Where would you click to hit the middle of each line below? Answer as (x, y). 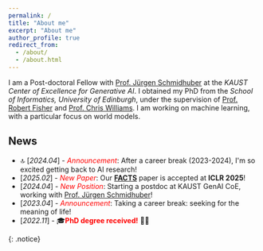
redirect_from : (33, 45)
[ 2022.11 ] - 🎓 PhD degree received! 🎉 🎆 (84, 220)
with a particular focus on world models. (75, 116)
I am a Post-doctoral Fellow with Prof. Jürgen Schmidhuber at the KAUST (128, 82)
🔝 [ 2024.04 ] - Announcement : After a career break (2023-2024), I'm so (137, 160)
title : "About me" (39, 23)
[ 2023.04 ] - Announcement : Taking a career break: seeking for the (130, 203)
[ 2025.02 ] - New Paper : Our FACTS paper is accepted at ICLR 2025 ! (132, 178)
